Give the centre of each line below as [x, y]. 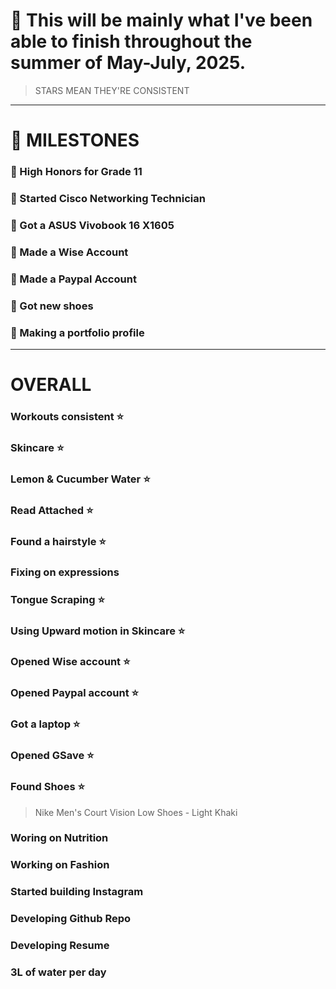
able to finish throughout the [131, 41]
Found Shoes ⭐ [47, 787]
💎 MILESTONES [75, 140]
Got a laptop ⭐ [45, 724]
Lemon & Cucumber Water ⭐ [80, 479]
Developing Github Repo [71, 919]
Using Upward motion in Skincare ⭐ [98, 631]
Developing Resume [60, 946]
